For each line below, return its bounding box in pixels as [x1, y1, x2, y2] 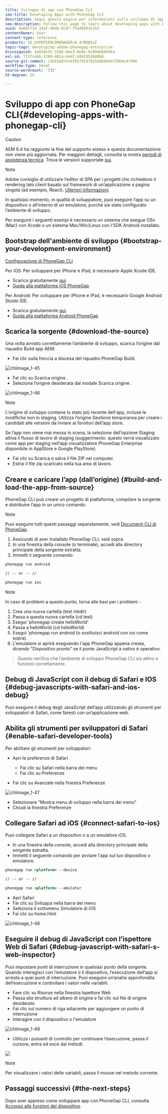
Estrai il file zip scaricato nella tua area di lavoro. [12, 461, 112, 467]
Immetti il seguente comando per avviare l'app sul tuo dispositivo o [12, 852, 151, 858]
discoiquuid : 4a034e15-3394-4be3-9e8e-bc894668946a [5, 49, 115, 54]
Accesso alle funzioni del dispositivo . [5, 1103, 81, 1109]
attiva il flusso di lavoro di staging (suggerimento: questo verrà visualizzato [5, 435, 160, 441]
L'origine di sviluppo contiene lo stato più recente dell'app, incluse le [5, 409, 146, 415]
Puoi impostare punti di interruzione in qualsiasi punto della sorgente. [5, 964, 148, 970]
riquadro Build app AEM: [5, 346, 55, 352]
